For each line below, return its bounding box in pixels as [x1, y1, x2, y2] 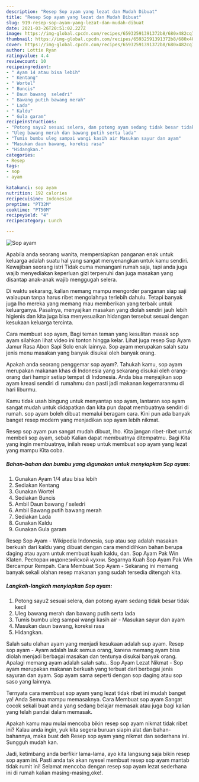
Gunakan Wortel [14, 487, 54, 495]
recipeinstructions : [6, 119, 57, 125]
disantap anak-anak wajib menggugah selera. [6, 276, 117, 283]
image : [6, 31, 23, 37]
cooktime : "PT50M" [6, 207, 52, 213]
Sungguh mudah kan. [6, 739, 59, 746]
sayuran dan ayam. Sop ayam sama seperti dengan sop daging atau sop [6, 671, 182, 679]
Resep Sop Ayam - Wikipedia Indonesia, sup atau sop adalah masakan [6, 537, 178, 544]
